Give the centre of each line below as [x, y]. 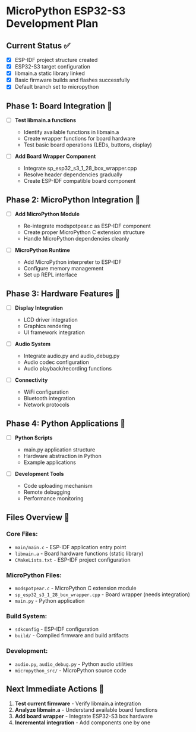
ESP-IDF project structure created [56, 60]
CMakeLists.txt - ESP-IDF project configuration [72, 560]
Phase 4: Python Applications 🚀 [66, 423]
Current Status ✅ [38, 46]
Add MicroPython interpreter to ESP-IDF [72, 262]
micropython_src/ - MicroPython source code [70, 670]
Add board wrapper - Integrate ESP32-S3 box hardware [84, 716]
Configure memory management [64, 269]
